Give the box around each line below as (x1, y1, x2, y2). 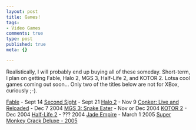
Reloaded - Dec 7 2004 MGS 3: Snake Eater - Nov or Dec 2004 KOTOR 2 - (6, 104, 187, 112)
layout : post (6, 8, 38, 15)
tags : (6, 19, 19, 25)
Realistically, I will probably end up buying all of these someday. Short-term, (6, 68, 191, 75)
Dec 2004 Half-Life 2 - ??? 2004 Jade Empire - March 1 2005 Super (6, 111, 171, 118)
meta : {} (6, 47, 28, 53)
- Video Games (6, 25, 41, 31)
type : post (6, 36, 33, 42)
